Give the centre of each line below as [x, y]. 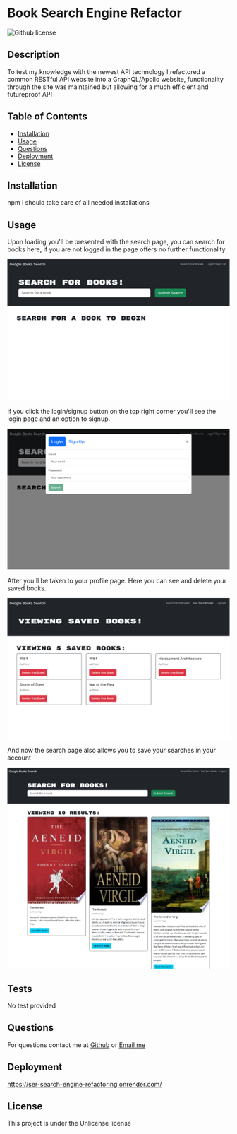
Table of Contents [48, 117]
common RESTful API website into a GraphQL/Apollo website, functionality [115, 79]
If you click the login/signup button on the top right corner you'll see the [112, 412]
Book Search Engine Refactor [95, 13]
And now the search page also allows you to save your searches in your [112, 750]
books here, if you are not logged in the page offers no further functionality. [117, 249]
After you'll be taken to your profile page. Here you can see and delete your [117, 581]
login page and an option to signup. [59, 419]
